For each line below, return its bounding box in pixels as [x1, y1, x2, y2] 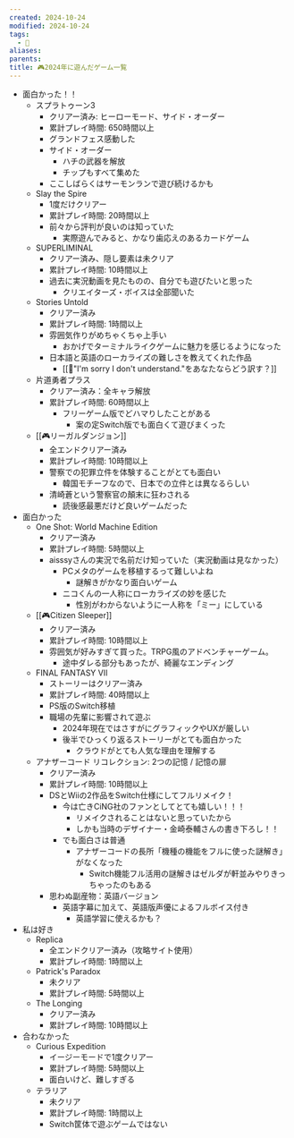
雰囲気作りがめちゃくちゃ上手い [48, 329, 167, 340]
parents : [9, 55, 42, 64]
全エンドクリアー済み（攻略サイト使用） [48, 945, 198, 955]
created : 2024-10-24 [9, 13, 87, 22]
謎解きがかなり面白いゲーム [75, 576, 178, 587]
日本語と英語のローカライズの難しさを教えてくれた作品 [48, 352, 252, 362]
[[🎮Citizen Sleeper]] [35, 609, 113, 620]
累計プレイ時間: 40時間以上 [48, 689, 150, 700]
